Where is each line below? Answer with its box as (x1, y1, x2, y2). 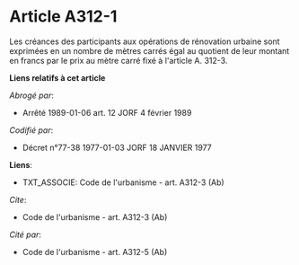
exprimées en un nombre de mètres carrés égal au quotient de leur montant (9, 45, 290, 56)
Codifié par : (9, 124, 54, 136)
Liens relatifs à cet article (9, 72, 106, 83)
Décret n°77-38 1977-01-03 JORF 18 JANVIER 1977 (22, 142, 213, 153)
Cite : (9, 194, 27, 205)
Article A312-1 (9, 6, 118, 27)
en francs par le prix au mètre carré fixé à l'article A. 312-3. (9, 55, 228, 66)
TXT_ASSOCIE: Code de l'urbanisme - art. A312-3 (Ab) (22, 177, 224, 188)
